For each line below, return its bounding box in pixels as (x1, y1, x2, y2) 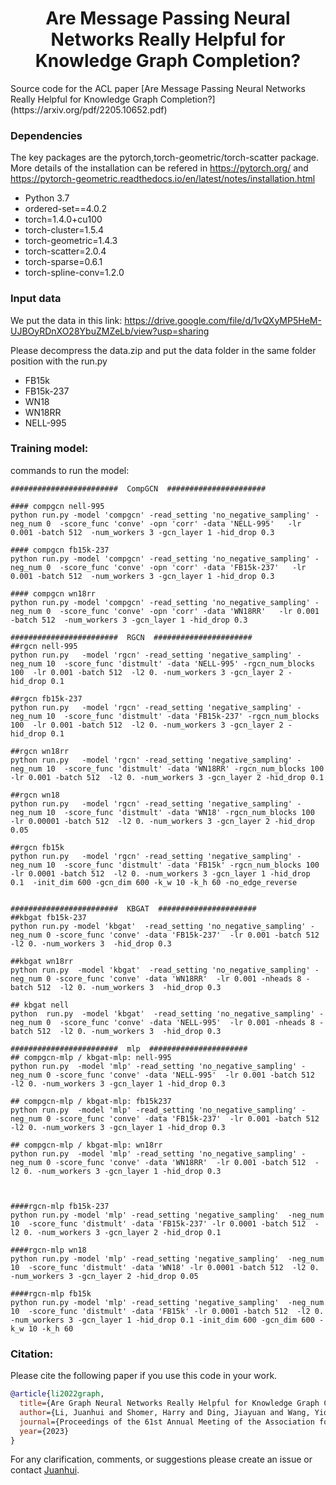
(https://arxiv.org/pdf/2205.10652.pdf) (10, 103, 168, 116)
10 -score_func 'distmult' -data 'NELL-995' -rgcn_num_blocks (46, 658, 315, 669)
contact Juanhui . (10, 1464, 80, 1476)
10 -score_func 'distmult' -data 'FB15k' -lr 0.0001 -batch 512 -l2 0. (10, 1306, 325, 1316)
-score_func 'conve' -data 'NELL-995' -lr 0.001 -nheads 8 (59, 1017, 315, 1027)
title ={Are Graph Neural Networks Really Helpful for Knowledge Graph (19, 1398, 320, 1408)
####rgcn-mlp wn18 (10, 1245, 87, 1255)
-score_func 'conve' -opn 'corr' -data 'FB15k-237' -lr (59, 562, 307, 572)
